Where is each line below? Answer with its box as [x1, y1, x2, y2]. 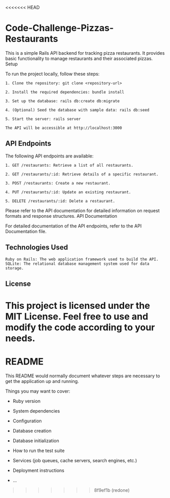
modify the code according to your [5, 322, 155, 333]
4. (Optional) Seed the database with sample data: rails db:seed [5, 107, 150, 112]
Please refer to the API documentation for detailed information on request [5, 207, 160, 214]
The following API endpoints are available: [5, 153, 93, 159]
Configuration [12, 418, 42, 424]
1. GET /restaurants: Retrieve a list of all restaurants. [5, 163, 134, 168]
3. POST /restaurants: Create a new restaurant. [5, 180, 111, 186]
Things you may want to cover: [5, 388, 70, 394]
